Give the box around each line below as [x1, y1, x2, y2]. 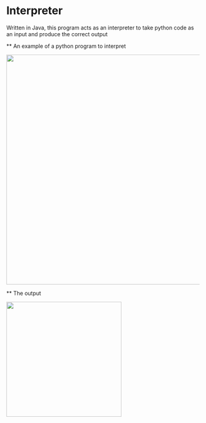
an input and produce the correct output [6, 30, 108, 37]
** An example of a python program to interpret [6, 42, 126, 50]
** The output [6, 289, 42, 297]
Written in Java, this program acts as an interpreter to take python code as [6, 24, 194, 31]
